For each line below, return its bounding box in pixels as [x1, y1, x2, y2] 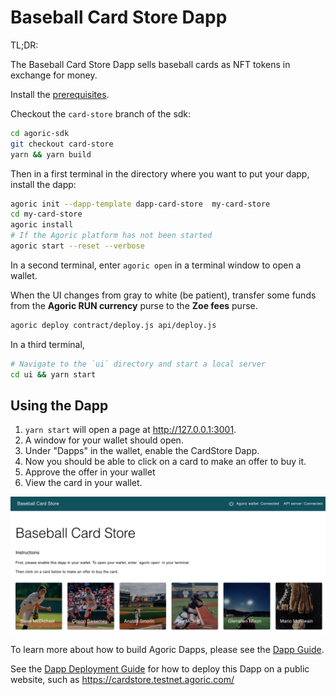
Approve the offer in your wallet [24, 466, 156, 478]
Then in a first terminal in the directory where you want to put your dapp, [10, 167, 310, 180]
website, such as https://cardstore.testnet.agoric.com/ [10, 673, 235, 685]
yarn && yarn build [10, 149, 92, 160]
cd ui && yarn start [10, 369, 97, 380]
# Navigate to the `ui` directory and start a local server [10, 359, 267, 369]
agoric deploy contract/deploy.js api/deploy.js [10, 320, 217, 330]
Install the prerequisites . [10, 88, 110, 100]
